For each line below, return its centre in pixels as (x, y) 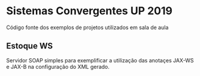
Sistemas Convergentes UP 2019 (89, 11)
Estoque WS (30, 46)
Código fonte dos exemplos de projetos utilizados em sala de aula (87, 27)
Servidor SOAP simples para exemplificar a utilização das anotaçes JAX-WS (100, 60)
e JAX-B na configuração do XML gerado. (58, 66)
